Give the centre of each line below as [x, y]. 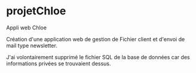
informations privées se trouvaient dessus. [59, 63]
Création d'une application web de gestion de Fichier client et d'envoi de [96, 39]
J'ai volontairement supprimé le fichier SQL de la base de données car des [98, 57]
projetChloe [36, 11]
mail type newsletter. [32, 45]
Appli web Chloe [26, 28]
